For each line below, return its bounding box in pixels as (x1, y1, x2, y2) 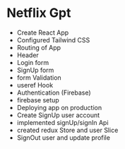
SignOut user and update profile (16, 133, 111, 142)
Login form (16, 58, 49, 66)
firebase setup (16, 95, 59, 104)
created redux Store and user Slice (16, 126, 119, 134)
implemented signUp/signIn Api (16, 118, 109, 126)
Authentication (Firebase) (16, 88, 91, 97)
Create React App (16, 28, 69, 37)
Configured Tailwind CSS (16, 35, 90, 44)
